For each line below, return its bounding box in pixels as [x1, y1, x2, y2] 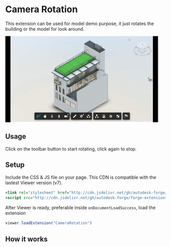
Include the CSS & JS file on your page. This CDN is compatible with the [5, 174, 157, 180]
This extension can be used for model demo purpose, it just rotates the [5, 20, 154, 27]
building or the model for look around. [5, 26, 85, 32]
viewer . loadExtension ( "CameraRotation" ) [5, 220, 93, 226]
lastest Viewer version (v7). [5, 180, 63, 186]
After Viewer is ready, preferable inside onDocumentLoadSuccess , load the [5, 205, 156, 211]
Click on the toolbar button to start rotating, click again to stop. [5, 145, 137, 152]
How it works [5, 235, 48, 243]
